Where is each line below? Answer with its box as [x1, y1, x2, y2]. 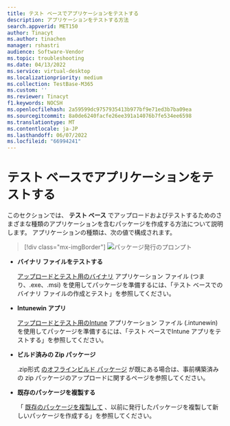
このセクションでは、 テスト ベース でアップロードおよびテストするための [7, 211, 216, 220]
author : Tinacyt [7, 29, 54, 36]
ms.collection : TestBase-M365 [7, 81, 94, 87]
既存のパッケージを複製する [16, 388, 96, 396]
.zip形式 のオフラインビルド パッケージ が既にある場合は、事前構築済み [16, 365, 220, 374]
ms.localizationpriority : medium [7, 74, 103, 81]
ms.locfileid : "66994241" [7, 138, 81, 145]
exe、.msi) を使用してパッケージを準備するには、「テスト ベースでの [30, 281, 223, 289]
